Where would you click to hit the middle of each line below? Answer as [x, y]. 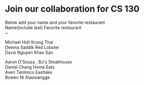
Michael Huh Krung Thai [29, 42]
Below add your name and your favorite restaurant [55, 22]
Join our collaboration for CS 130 [72, 9]
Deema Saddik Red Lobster [32, 47]
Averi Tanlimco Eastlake [29, 72]
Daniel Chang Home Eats [30, 67]
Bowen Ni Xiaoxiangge [28, 77]
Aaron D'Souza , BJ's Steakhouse [39, 62]
